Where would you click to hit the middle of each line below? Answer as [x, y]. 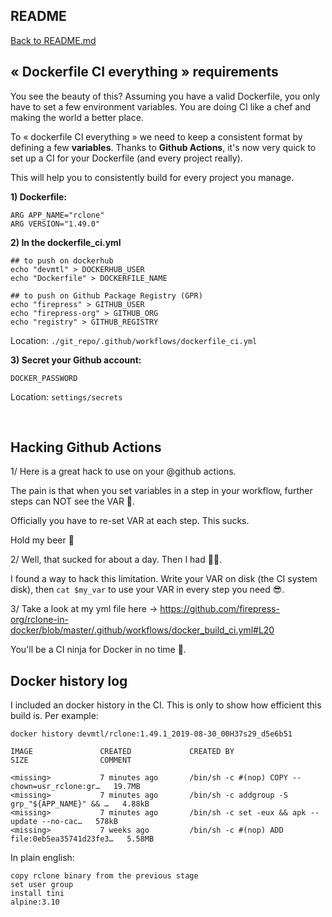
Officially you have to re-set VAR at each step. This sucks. [130, 521]
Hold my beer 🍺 [42, 540]
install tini [37, 894]
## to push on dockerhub [62, 260]
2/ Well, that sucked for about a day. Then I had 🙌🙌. [116, 560]
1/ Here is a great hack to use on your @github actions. [123, 471]
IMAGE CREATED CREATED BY [122, 752]
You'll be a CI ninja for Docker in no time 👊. [98, 650]
